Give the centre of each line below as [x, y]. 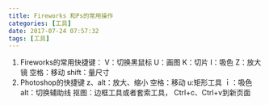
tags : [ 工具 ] [29, 38]
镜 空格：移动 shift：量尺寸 [65, 73]
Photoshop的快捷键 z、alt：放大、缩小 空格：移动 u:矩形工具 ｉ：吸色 [136, 82]
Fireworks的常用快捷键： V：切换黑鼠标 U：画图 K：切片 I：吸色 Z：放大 [141, 62]
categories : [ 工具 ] [40, 23]
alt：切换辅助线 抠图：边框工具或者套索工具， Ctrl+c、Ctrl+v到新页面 [135, 93]
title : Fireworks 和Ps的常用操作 [61, 16]
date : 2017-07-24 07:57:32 [54, 31]
